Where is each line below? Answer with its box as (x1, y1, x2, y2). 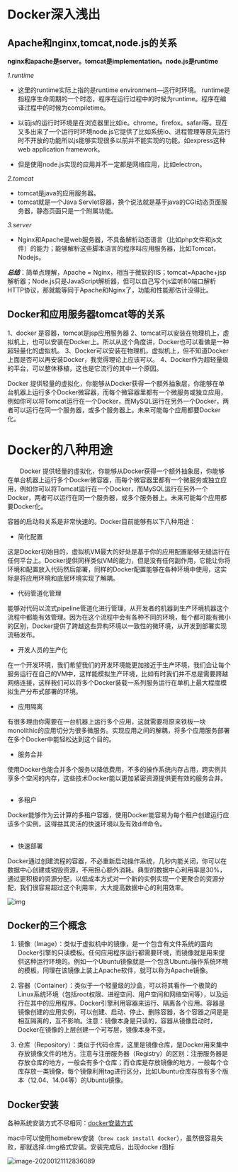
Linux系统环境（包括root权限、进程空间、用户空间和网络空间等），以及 (17, 990, 222, 999)
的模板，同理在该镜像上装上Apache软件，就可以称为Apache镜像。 (17, 966, 212, 974)
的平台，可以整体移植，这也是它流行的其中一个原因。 (7, 364, 163, 372)
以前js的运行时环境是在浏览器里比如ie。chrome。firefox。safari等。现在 (17, 118, 228, 127)
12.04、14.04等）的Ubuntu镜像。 (30, 1076, 127, 1084)
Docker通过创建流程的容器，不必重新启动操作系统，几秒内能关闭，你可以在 (7, 856, 227, 865)
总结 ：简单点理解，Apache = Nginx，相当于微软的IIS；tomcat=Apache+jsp (7, 268, 227, 276)
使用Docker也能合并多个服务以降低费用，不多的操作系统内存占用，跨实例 (7, 765, 221, 773)
